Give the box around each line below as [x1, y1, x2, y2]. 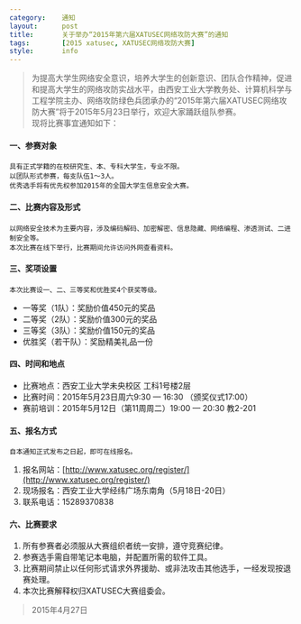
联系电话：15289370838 [22, 497, 114, 508]
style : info [9, 47, 78, 56]
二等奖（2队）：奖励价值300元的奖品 [22, 313, 158, 325]
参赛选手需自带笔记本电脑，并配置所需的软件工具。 [22, 552, 213, 563]
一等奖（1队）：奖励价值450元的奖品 [22, 302, 156, 313]
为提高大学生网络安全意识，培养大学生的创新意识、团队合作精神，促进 [31, 73, 293, 84]
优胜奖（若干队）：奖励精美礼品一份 [22, 335, 153, 347]
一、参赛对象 [9, 140, 57, 151]
